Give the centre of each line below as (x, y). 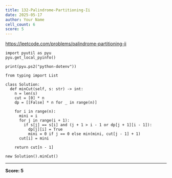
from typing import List (32, 76)
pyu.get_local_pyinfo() (31, 58)
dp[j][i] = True (45, 130)
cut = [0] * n (29, 98)
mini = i (28, 116)
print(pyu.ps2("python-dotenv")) (41, 67)
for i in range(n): (35, 112)
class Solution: (23, 85)
